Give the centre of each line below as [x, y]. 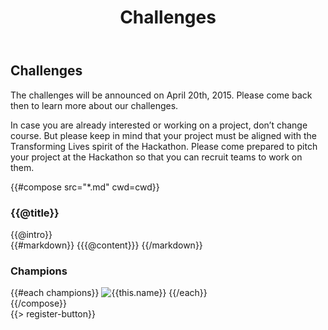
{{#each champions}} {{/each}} [109, 293]
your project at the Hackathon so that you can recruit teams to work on [156, 157]
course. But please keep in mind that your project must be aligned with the [164, 135]
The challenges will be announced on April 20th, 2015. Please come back [161, 95]
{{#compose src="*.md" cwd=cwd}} [85, 187]
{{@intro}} [31, 234]
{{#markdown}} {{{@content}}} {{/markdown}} [106, 245]
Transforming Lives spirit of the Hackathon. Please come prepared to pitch [164, 146]
